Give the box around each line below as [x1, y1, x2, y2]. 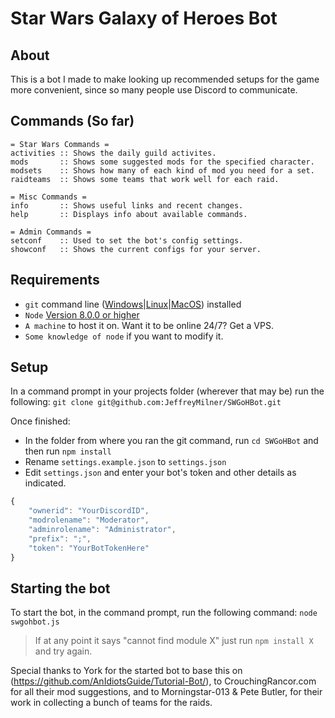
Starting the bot [10, 580, 111, 597]
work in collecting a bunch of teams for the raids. [10, 697, 213, 709]
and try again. [34, 645, 93, 657]
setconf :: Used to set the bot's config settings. [10, 235, 244, 246]
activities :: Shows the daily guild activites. [10, 148, 217, 158]
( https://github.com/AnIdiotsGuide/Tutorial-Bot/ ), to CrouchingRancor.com [10, 675, 317, 687]
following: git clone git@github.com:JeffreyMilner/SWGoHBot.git [10, 396, 282, 408]
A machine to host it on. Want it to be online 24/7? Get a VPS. [24, 319, 274, 331]
